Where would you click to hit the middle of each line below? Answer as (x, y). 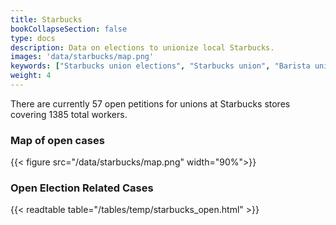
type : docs (33, 38)
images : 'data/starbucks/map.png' (82, 57)
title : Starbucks (46, 19)
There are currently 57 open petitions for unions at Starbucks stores (150, 103)
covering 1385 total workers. (69, 114)
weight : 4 (31, 76)
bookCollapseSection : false (69, 29)
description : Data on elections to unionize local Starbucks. (142, 47)
